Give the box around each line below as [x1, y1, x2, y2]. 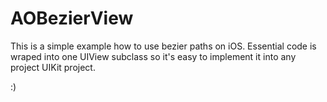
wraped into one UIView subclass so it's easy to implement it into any [10, 50, 297, 62]
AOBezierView [10, 7, 134, 30]
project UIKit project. [10, 61, 96, 73]
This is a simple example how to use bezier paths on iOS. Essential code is [10, 40, 317, 52]
